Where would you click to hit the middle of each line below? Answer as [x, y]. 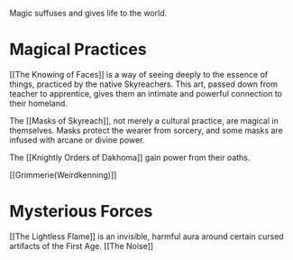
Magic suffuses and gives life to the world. [88, 13]
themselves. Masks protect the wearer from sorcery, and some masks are [146, 130]
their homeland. [38, 103]
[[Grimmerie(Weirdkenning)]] [63, 174]
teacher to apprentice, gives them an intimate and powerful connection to [146, 93]
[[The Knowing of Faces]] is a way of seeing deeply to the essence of [139, 74]
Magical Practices [78, 50]
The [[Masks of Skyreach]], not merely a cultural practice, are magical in [144, 120]
